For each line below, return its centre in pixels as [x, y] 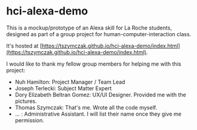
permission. [29, 120]
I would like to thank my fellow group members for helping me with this [94, 64]
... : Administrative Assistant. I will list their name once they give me [98, 114]
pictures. [26, 101]
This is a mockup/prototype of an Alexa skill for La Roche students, [89, 28]
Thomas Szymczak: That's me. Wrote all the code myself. [86, 107]
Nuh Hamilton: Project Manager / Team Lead [70, 82]
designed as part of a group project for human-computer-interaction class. [99, 34]
